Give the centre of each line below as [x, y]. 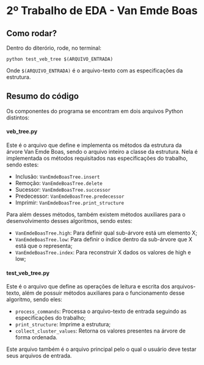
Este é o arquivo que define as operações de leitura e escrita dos [88, 287]
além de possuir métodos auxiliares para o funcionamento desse [104, 293]
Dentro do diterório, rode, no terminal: [54, 48]
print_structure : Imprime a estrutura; [63, 325]
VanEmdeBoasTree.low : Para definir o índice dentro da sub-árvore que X [104, 239]
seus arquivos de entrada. [39, 356]
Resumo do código [43, 96]
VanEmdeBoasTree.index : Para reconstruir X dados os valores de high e [103, 252]
